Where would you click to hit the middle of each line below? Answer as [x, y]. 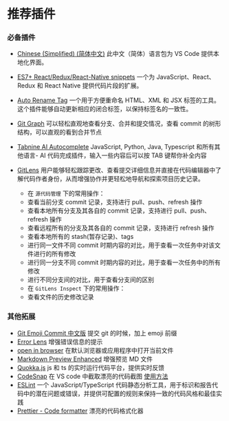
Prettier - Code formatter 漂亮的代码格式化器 [80, 411]
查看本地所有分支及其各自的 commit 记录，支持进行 [100, 210]
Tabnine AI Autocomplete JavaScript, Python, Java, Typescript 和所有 [116, 147]
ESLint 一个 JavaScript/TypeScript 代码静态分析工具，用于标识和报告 [115, 384]
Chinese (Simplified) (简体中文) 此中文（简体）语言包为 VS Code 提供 [115, 54]
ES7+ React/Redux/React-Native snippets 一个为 [86, 77]
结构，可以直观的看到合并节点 [59, 133]
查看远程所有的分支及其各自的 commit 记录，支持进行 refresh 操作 [121, 228]
